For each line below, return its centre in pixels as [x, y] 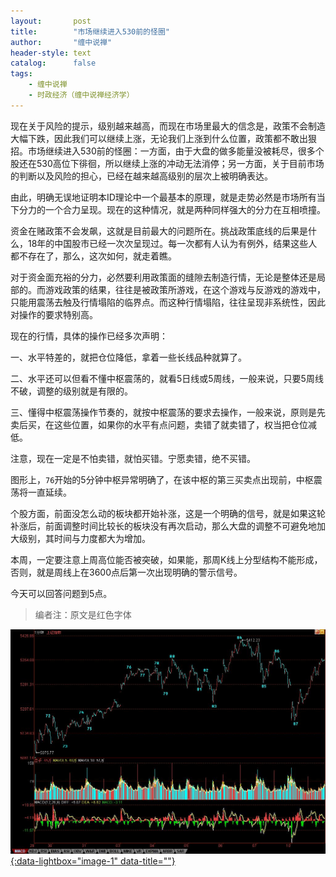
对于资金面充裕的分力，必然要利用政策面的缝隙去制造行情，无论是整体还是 [163, 277]
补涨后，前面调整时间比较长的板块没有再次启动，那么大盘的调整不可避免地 [163, 526]
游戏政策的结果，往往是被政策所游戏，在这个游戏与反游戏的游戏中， [185, 289]
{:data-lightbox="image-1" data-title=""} [93, 861]
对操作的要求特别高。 [54, 314]
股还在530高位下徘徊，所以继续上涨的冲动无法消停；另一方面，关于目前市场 [167, 163]
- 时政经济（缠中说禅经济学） [81, 95]
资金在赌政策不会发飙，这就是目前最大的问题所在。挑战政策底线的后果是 [159, 231]
